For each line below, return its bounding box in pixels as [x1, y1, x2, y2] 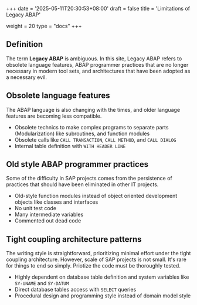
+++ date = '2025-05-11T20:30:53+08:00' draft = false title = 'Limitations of [6, 5, 191, 12]
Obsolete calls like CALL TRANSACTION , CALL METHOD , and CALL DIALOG [14, 136, 176, 143]
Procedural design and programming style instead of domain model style [14, 292, 191, 299]
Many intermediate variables [14, 211, 84, 218]
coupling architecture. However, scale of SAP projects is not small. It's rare [6, 256, 186, 263]
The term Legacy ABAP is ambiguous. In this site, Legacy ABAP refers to [6, 55, 182, 62]
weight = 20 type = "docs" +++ [6, 23, 82, 29]
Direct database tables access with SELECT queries [14, 286, 137, 293]
